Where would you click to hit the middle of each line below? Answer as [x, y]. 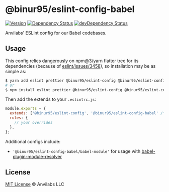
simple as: [16, 71]
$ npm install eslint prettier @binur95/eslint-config [64, 90]
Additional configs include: [33, 141]
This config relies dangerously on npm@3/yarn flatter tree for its [72, 61]
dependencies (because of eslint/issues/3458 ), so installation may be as [80, 66]
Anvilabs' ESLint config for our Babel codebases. [56, 33]
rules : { [19, 118]
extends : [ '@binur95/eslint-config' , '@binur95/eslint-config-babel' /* [88, 113]
